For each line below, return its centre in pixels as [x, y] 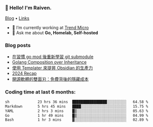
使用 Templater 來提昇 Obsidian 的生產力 [52, 68]
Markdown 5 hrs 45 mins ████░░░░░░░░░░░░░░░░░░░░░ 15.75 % [77, 106]
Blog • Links [17, 18]
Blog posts [18, 46]
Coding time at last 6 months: [40, 92]
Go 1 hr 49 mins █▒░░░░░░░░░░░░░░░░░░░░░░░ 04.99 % [77, 115]
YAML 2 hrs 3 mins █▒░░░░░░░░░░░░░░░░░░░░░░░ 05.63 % [77, 111]
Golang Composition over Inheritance [49, 62]
